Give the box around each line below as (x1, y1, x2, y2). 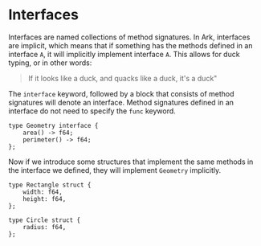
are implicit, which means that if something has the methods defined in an (8, 40, 253, 50)
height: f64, (22, 195, 67, 203)
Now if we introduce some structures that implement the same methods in (8, 157, 254, 166)
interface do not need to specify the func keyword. (8, 106, 177, 116)
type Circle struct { (8, 215, 81, 224)
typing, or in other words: (8, 58, 92, 68)
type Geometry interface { (8, 121, 99, 129)
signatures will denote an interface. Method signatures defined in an (8, 97, 234, 107)
